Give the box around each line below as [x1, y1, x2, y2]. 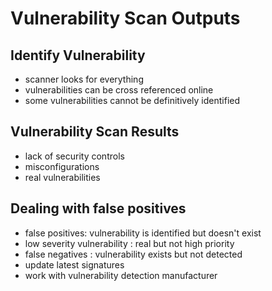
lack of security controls [24, 150, 125, 162]
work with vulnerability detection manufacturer [24, 269, 218, 281]
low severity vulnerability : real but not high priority [24, 237, 235, 249]
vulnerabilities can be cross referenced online [24, 84, 214, 96]
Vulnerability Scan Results [10, 123, 180, 141]
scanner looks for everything [24, 73, 144, 85]
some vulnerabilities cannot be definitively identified [24, 95, 241, 106]
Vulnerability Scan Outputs [10, 7, 241, 30]
